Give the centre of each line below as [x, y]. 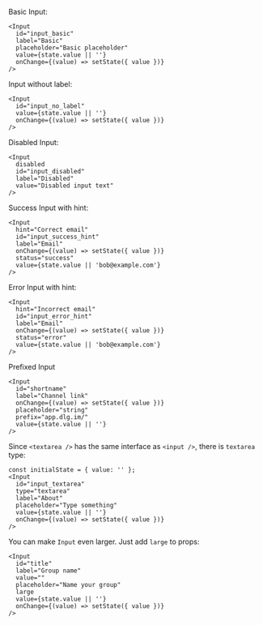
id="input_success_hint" [57, 237]
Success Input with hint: [49, 208]
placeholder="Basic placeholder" [72, 48]
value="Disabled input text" [65, 186]
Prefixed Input [32, 367]
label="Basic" [39, 41]
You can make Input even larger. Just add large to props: [104, 542]
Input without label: [40, 84]
